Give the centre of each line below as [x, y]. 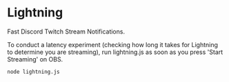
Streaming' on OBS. [35, 59]
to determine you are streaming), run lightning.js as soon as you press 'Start [115, 52]
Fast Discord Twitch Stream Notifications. [66, 31]
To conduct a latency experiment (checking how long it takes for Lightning [113, 44]
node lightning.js [33, 72]
